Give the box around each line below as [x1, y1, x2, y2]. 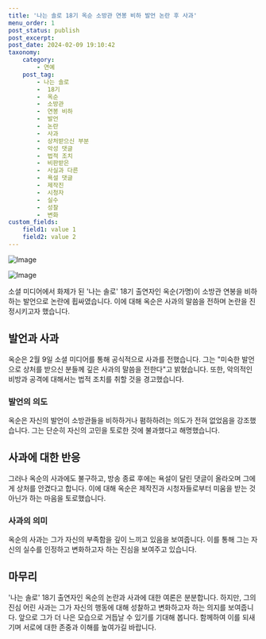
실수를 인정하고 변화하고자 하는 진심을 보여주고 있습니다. [22, 545, 197, 554]
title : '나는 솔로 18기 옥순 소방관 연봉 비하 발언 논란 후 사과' [8, 11, 198, 20]
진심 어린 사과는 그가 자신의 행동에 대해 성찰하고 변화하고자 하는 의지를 [8, 602, 226, 612]
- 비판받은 [37, 160, 70, 167]
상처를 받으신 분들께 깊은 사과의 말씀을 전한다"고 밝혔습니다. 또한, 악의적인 [22, 364, 253, 374]
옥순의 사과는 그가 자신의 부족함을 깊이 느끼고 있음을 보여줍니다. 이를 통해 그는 [8, 535, 250, 545]
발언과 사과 [8, 332, 60, 345]
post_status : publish [8, 26, 80, 34]
